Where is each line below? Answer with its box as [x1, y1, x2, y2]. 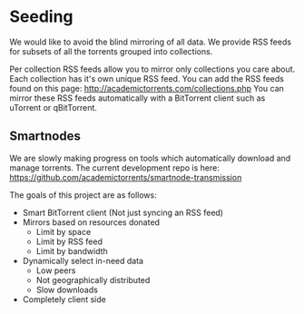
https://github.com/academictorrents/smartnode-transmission [9, 172, 242, 182]
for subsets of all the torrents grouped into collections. [9, 45, 213, 56]
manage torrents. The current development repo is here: [9, 162, 221, 173]
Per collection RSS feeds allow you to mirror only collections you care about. [9, 64, 296, 74]
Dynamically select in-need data [22, 255, 143, 266]
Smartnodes [9, 129, 82, 144]
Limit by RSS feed [35, 236, 103, 247]
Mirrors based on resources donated [22, 216, 161, 228]
